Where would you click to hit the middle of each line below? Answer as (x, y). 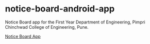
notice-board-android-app (60, 9)
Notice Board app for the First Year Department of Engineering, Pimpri (75, 22)
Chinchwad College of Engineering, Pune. (47, 27)
